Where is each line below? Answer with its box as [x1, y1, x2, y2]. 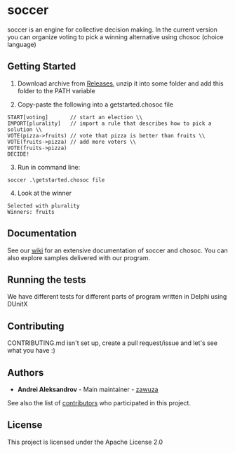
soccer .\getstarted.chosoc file [7, 176, 105, 184]
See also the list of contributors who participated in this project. [7, 399, 192, 407]
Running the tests [7, 273, 86, 285]
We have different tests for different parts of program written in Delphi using [7, 292, 227, 301]
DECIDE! [7, 150, 30, 158]
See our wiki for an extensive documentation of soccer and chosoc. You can [7, 246, 228, 255]
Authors [7, 367, 44, 379]
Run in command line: [17, 163, 81, 171]
